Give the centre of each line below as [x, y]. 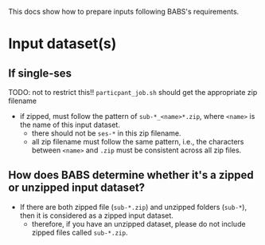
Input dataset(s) [62, 44]
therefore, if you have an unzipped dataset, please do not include [138, 223]
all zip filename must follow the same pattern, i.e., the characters [138, 142]
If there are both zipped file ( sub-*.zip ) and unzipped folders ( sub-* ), [133, 207]
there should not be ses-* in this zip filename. [106, 133]
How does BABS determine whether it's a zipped [131, 175]
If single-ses [40, 73]
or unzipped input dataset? [77, 188]
